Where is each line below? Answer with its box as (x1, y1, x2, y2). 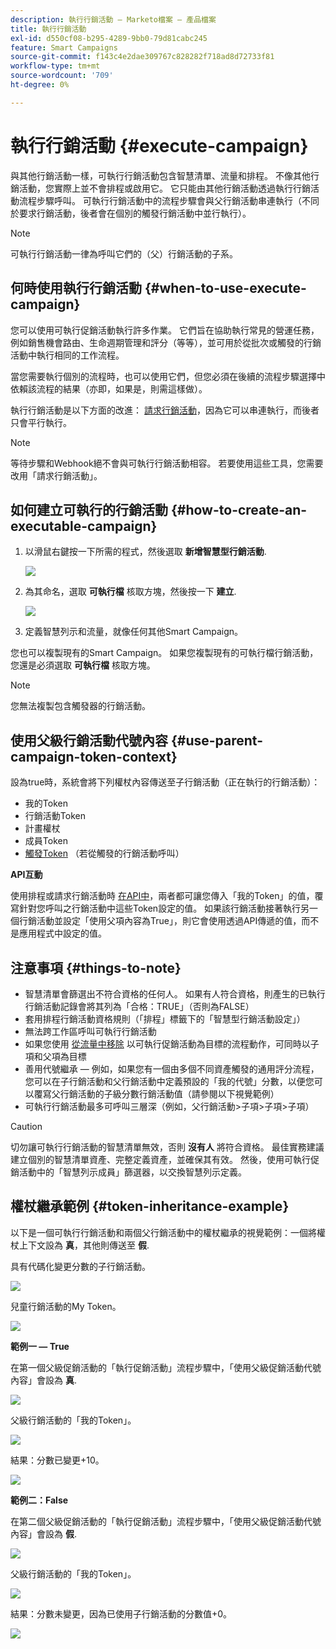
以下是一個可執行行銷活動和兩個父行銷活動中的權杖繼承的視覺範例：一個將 (10, 1226, 317, 1238)
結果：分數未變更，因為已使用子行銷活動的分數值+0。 (10, 1607, 233, 1620)
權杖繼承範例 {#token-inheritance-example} (10, 1198, 290, 1215)
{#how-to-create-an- (170, 501, 308, 518)
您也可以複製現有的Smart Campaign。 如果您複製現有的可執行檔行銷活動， (10, 647, 319, 659)
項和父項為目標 (24, 1050, 87, 1062)
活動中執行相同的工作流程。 (10, 349, 125, 361)
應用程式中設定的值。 (18, 927, 107, 940)
